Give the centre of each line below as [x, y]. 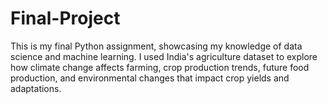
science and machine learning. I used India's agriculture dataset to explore [164, 56]
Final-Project [65, 18]
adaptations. [36, 88]
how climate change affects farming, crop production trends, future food [160, 67]
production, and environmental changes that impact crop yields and [150, 78]
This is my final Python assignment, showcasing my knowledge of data [156, 46]
